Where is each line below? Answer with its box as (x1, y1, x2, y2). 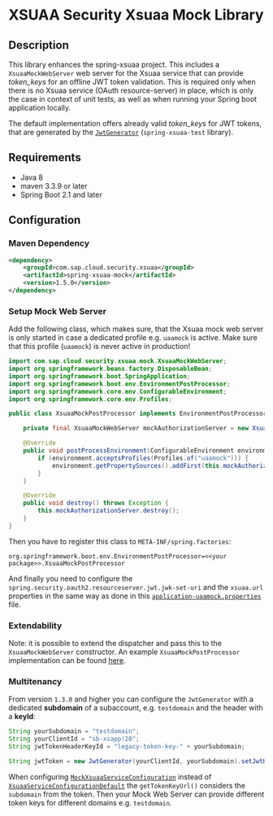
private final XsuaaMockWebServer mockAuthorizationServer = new (23, 425, 249, 433)
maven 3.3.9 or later (19, 181, 88, 190)
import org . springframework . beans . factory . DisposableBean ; (8, 364, 213, 373)
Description (8, 38, 69, 52)
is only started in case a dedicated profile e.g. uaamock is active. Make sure (8, 333, 258, 343)
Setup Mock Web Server (8, 305, 107, 316)
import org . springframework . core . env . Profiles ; (8, 395, 173, 404)
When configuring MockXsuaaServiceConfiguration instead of (8, 771, 212, 782)
